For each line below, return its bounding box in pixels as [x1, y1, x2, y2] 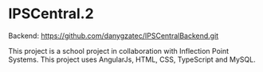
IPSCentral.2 [8, 5, 94, 23]
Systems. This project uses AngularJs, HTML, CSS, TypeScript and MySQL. [8, 55, 257, 64]
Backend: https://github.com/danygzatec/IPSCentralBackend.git [8, 31, 219, 40]
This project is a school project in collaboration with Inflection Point [8, 46, 230, 55]
